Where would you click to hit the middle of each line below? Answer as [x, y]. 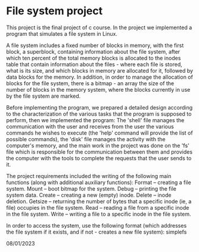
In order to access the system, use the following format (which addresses [97, 225]
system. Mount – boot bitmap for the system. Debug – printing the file [91, 188]
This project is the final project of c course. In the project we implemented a [99, 27]
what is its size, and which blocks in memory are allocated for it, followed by [100, 70]
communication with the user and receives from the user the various [90, 126]
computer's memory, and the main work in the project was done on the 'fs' [98, 145]
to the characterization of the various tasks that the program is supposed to [99, 114]
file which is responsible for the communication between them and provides [99, 152]
